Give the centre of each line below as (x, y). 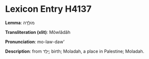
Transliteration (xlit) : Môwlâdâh (38, 32)
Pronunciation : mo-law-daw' (35, 42)
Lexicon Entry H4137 (48, 9)
